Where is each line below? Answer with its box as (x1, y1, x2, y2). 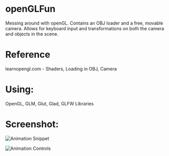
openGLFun (5, 3, 56, 15)
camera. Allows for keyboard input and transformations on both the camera (5, 25, 164, 31)
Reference (5, 49, 50, 60)
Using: (5, 84, 34, 95)
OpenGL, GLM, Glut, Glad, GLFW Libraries (5, 100, 94, 106)
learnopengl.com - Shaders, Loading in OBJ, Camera (5, 65, 117, 72)
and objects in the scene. (5, 31, 59, 37)
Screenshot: (5, 119, 59, 130)
